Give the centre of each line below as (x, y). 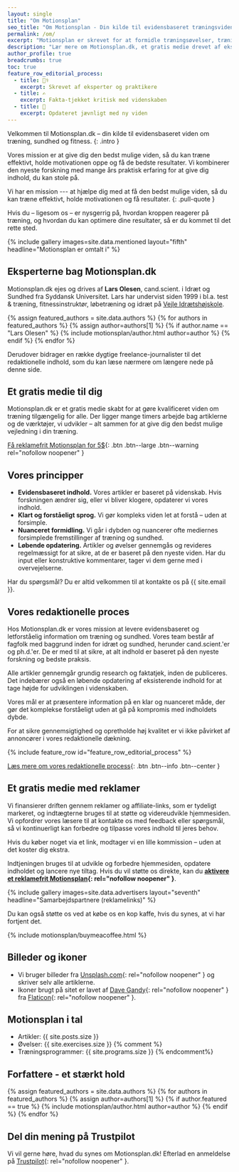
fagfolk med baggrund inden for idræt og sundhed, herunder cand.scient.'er (118, 644)
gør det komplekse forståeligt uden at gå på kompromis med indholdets (112, 710)
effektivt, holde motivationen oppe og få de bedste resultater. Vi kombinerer (118, 162)
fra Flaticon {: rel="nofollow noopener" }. (77, 997)
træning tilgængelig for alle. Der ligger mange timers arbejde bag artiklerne (117, 417)
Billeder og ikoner (47, 957)
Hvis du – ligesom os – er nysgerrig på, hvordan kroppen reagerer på (108, 213)
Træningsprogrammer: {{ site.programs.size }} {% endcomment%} (116, 1052)
